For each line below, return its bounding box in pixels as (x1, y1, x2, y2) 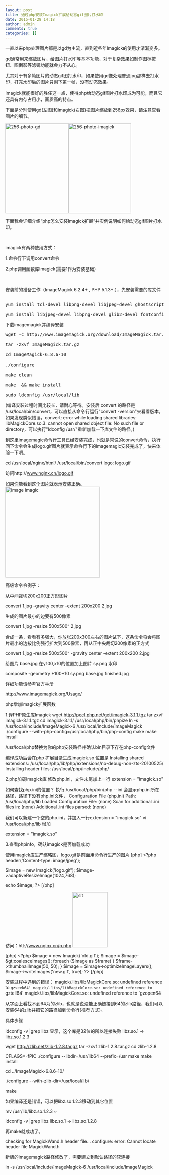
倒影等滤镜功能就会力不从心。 (18, 62, 80, 68)
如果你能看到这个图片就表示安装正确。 (5, 481, 84, 487)
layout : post (5, 7, 33, 13)
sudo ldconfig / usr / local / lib (5, 392, 80, 398)
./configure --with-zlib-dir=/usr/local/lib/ (5, 1078, 90, 1084)
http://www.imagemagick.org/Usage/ (5, 691, 82, 697)
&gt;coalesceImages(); (5, 958, 52, 964)
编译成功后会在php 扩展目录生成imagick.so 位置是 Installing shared (5, 755, 144, 761)
